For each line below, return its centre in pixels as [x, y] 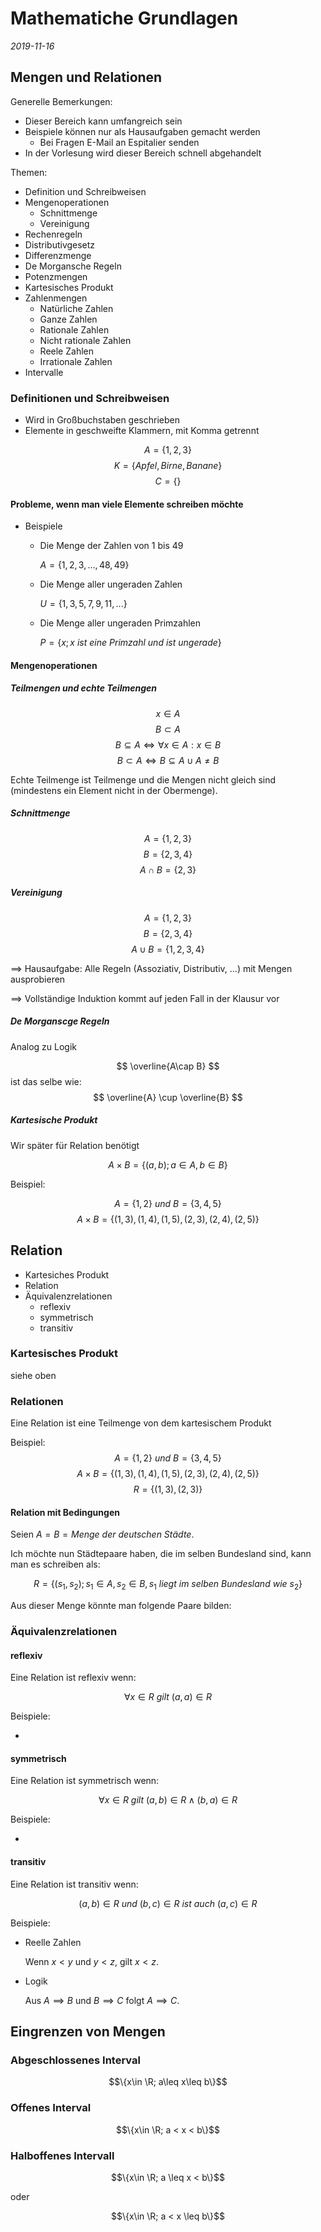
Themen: [29, 172]
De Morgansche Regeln [73, 266]
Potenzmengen [56, 276]
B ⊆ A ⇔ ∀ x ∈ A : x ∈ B [168, 744]
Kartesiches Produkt [67, 1274]
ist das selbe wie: [46, 1081]
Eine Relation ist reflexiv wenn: [73, 1678]
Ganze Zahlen [68, 319]
